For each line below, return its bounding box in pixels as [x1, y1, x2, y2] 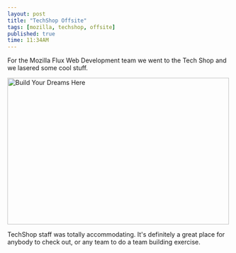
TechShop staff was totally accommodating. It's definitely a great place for [7, 230, 225, 239]
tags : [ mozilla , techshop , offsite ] [7, 23, 116, 30]
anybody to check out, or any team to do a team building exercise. [7, 238, 201, 247]
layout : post [7, 10, 46, 18]
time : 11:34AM [7, 37, 50, 44]
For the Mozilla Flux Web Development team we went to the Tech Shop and [7, 56, 227, 64]
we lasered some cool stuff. [7, 64, 89, 72]
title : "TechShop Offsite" [7, 17, 87, 24]
